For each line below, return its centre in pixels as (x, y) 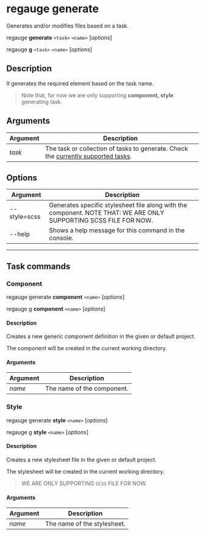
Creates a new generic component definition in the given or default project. (101, 336)
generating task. (42, 101)
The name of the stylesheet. (86, 524)
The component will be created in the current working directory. (87, 348)
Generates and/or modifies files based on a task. (68, 26)
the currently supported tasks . (89, 156)
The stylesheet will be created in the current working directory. (85, 471)
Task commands (38, 266)
